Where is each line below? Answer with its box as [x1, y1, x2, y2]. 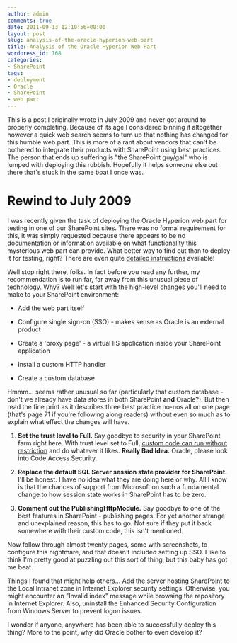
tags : [7, 69, 23, 76]
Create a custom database [17, 373, 96, 382]
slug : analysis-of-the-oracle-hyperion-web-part [7, 37, 154, 44]
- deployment [7, 76, 46, 84]
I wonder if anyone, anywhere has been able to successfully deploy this [7, 620, 216, 629]
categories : [7, 57, 42, 64]
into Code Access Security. [17, 454, 98, 462]
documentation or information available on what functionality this [7, 239, 197, 247]
